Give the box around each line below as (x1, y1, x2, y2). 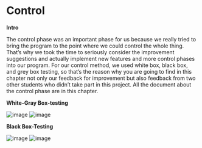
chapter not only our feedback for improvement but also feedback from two (6, 74, 196, 82)
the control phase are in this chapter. (6, 87, 99, 94)
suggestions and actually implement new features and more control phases (6, 55, 195, 62)
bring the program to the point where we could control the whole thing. (6, 42, 184, 49)
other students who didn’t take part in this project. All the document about (6, 80, 192, 88)
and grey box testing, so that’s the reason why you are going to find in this (6, 68, 192, 75)
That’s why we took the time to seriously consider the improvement (6, 48, 175, 55)
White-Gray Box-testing (6, 99, 69, 107)
